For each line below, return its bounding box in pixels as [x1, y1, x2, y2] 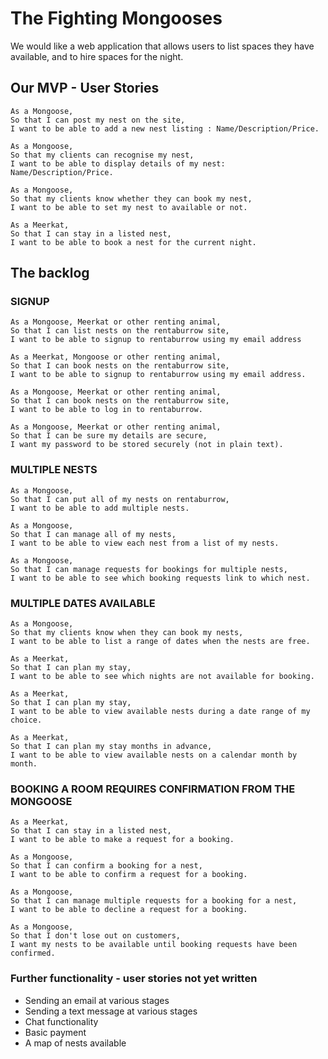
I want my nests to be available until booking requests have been [10, 940, 298, 950]
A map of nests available [24, 1037, 127, 1049]
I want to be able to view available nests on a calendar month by [10, 750, 298, 761]
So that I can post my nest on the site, [10, 115, 186, 125]
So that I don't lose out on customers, [10, 931, 182, 941]
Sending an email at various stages [24, 994, 170, 1006]
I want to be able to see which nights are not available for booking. [10, 672, 315, 682]
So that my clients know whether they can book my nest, [10, 193, 253, 204]
